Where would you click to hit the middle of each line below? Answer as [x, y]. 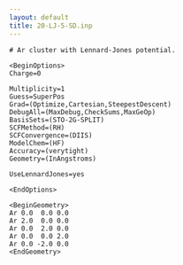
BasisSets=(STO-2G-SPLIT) [57, 120]
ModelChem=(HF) [37, 143]
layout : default [39, 17]
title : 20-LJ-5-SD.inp [51, 26]
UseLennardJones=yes [47, 174]
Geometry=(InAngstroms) [53, 159]
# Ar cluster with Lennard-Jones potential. [92, 50]
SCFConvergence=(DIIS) [51, 135]
